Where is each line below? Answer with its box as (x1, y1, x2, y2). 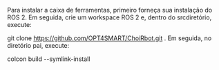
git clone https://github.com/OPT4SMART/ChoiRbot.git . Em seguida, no (7, 34, 212, 42)
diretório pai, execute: (7, 42, 70, 49)
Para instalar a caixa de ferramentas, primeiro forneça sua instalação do (7, 6, 213, 14)
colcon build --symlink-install (7, 55, 91, 63)
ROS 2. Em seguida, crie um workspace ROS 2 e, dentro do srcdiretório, (7, 13, 212, 21)
